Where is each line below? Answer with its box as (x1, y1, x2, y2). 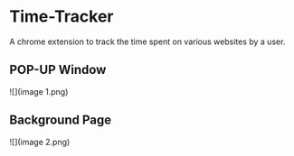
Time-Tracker (9, 6, 115, 27)
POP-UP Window (9, 62, 107, 78)
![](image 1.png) (9, 86, 69, 96)
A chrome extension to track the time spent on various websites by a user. (9, 36, 286, 47)
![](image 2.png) (9, 136, 71, 147)
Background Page (9, 113, 112, 128)
